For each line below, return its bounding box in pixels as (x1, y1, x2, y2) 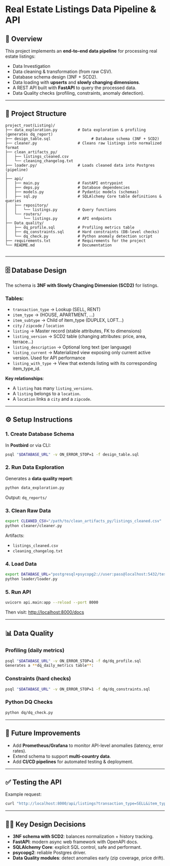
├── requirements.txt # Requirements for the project (5, 238, 146, 243)
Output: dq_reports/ (5, 494, 47, 500)
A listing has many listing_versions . (12, 385, 94, 391)
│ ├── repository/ (5, 203, 49, 208)
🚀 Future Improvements (5, 729, 81, 738)
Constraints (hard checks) (5, 675, 71, 682)
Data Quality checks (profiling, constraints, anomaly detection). (12, 90, 145, 96)
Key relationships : (5, 375, 45, 381)
